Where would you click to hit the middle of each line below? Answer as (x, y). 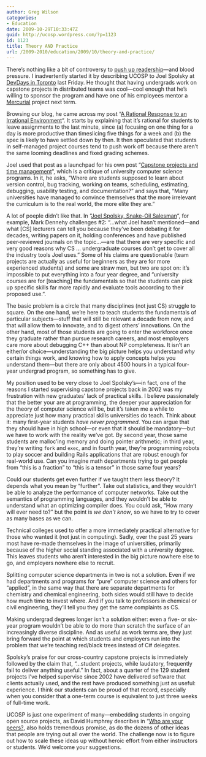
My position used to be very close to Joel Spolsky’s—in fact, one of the (96, 382)
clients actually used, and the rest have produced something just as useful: (101, 683)
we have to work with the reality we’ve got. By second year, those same (97, 435)
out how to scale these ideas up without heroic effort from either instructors (102, 740)
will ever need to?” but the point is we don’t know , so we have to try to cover (103, 512)
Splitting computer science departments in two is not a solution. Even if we (101, 574)
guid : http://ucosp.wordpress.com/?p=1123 (61, 35)
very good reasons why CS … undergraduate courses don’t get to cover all (101, 248)
